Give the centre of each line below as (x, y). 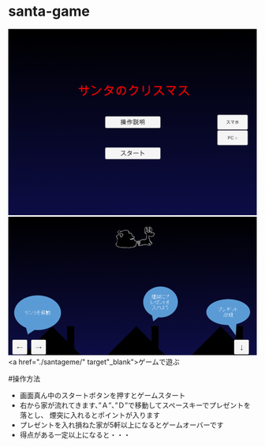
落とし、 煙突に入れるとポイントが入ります (90, 415)
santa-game (49, 11)
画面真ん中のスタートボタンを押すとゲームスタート (103, 395)
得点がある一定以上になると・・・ (75, 434)
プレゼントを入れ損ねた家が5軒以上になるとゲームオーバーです (121, 425)
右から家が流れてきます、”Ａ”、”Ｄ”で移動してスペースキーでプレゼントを (135, 405)
